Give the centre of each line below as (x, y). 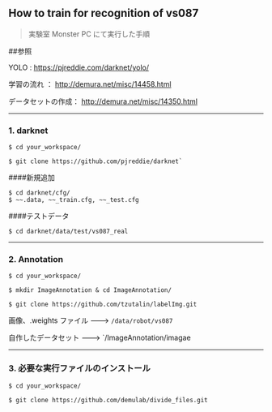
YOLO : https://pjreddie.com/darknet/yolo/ (79, 67)
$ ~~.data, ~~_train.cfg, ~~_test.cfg (74, 200)
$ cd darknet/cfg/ (39, 193)
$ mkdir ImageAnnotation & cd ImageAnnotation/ (90, 290)
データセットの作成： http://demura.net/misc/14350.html (103, 101)
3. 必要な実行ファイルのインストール (80, 368)
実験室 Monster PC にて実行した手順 (89, 34)
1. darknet (28, 131)
